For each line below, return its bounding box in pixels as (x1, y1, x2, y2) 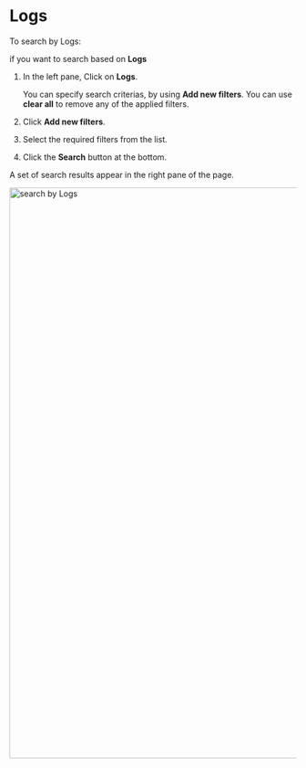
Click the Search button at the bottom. (22, 152, 167, 163)
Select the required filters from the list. (22, 133, 168, 144)
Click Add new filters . (22, 116, 107, 127)
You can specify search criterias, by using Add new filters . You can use (22, 89, 293, 100)
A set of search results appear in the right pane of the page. (9, 169, 235, 180)
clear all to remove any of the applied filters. (22, 98, 189, 110)
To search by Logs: (9, 36, 82, 47)
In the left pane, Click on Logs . (22, 70, 138, 82)
